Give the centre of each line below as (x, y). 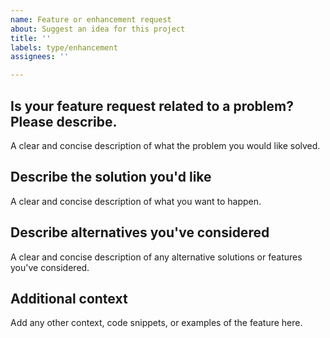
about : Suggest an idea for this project (98, 29)
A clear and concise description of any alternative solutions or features (156, 257)
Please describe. (64, 121)
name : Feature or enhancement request (91, 19)
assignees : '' (40, 57)
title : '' (31, 38)
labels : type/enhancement (64, 47)
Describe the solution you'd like (111, 177)
